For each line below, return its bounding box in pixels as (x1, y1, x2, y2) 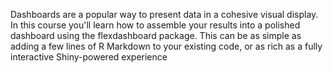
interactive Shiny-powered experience (10, 51, 168, 63)
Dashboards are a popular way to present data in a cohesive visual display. (10, 9, 319, 20)
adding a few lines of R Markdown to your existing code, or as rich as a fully (10, 40, 323, 52)
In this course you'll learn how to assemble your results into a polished (10, 19, 301, 31)
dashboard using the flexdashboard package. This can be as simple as (10, 30, 302, 41)
